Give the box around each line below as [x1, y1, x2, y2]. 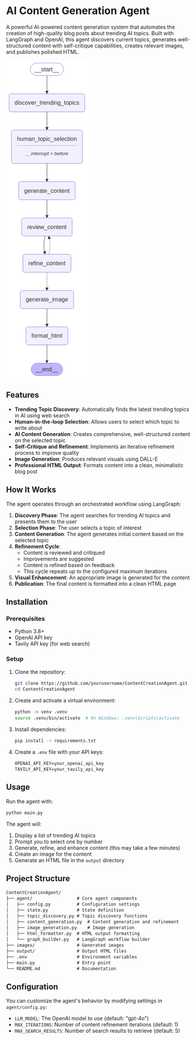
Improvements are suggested [23, 555, 95, 562]
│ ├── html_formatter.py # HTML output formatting [6, 931, 140, 937]
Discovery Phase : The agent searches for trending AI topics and [14, 512, 171, 519]
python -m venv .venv [14, 709, 67, 715]
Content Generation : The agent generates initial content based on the [14, 530, 184, 537]
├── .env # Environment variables [6, 954, 137, 960]
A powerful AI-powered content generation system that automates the [6, 23, 176, 30]
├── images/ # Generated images [6, 942, 125, 949]
